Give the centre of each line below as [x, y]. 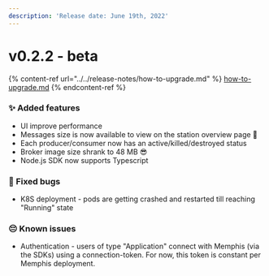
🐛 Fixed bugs [35, 181]
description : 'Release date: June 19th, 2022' [89, 16]
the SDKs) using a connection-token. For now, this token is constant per [141, 255]
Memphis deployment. [58, 264]
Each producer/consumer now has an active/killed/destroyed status [134, 143]
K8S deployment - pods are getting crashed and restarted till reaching [138, 199]
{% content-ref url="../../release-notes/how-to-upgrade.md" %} [115, 79]
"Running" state [47, 208]
